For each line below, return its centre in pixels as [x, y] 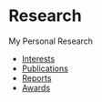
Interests [38, 58]
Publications [45, 68]
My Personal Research [51, 41]
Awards [36, 87]
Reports [36, 77]
